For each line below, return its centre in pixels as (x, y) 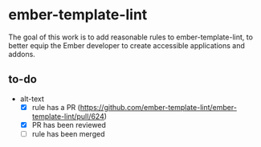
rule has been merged (68, 133)
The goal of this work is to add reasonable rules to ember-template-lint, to (130, 37)
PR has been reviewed (69, 125)
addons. (22, 54)
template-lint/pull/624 (68, 116)
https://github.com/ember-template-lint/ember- (158, 107)
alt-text (32, 99)
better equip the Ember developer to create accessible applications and (126, 45)
